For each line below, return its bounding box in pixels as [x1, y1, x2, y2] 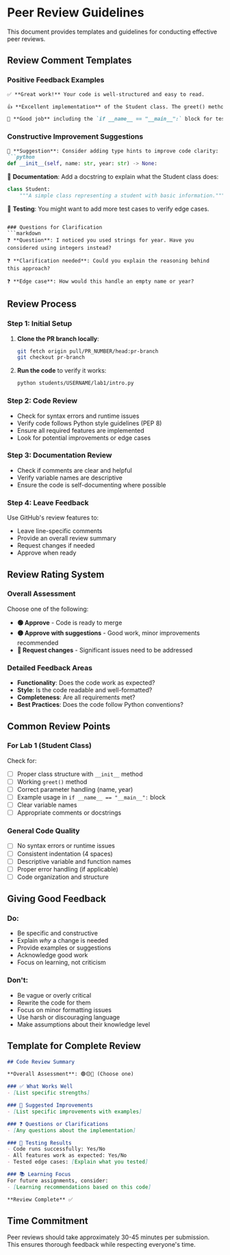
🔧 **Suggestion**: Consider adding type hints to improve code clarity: [7, 148, 219, 154]
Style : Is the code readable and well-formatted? [16, 686, 153, 694]
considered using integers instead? [7, 244, 112, 251]
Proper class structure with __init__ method [16, 770, 143, 778]
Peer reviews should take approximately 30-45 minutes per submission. [7, 1233, 210, 1241]
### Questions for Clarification [7, 224, 103, 231]
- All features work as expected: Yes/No [7, 1152, 127, 1159]
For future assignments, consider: [7, 1177, 109, 1184]
